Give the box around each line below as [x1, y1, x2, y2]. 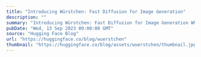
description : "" [6, 14, 47, 20]
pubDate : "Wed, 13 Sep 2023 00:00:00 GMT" [6, 25, 114, 31]
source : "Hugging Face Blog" [6, 31, 79, 37]
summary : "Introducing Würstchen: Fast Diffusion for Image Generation [6, 20, 188, 26]
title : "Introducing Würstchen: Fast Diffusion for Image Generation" [6, 8, 186, 15]
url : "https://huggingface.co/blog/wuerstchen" [6, 36, 127, 42]
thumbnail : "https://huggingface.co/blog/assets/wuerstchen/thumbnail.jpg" [6, 42, 199, 48]
